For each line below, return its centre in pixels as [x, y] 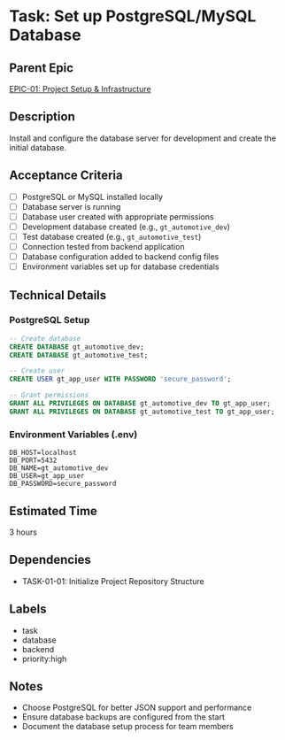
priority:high [44, 659]
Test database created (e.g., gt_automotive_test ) [112, 236]
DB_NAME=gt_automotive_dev [59, 468]
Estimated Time [53, 511]
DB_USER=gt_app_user [47, 476]
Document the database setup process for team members [127, 727]
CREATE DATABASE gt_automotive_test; [79, 355]
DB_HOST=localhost [43, 453]
